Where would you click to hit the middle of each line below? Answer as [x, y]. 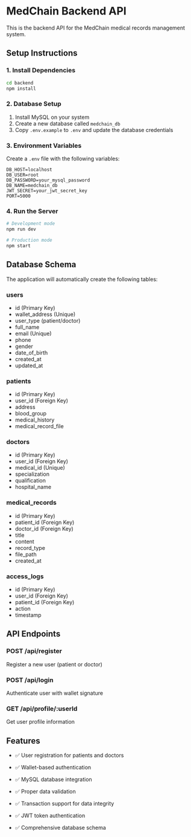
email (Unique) [33, 333]
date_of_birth [31, 352]
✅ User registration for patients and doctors [69, 756]
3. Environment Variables [44, 145]
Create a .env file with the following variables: [63, 159]
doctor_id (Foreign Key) [44, 528]
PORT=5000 [19, 196]
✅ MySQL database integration [53, 780]
